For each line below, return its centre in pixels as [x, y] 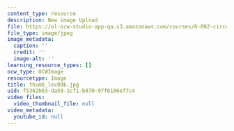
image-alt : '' [34, 59]
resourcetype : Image [37, 78]
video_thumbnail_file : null [54, 104]
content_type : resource [42, 14]
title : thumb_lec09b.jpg [43, 85]
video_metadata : [31, 110]
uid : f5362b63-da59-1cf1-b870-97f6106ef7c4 [71, 91]
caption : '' [31, 46]
